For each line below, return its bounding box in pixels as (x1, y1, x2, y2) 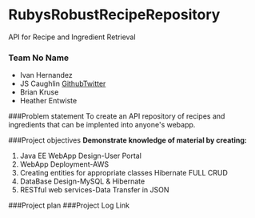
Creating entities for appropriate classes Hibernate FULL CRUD (19, 168, 228, 178)
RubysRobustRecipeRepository (8, 6, 221, 24)
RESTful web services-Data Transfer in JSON (19, 185, 169, 195)
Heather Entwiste (19, 96, 78, 106)
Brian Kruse (19, 87, 59, 97)
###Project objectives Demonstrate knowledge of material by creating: (8, 135, 248, 145)
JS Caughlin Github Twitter (19, 79, 106, 89)
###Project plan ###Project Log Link (8, 200, 130, 210)
